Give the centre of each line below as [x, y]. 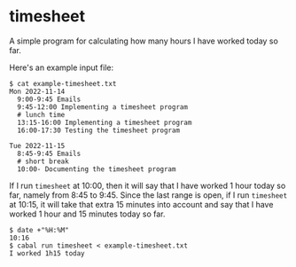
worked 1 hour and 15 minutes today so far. [87, 214]
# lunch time [41, 114]
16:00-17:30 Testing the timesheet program [98, 130]
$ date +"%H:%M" [39, 230]
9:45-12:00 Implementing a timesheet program [103, 107]
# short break [43, 161]
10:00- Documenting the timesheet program [97, 169]
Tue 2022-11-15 [37, 145]
